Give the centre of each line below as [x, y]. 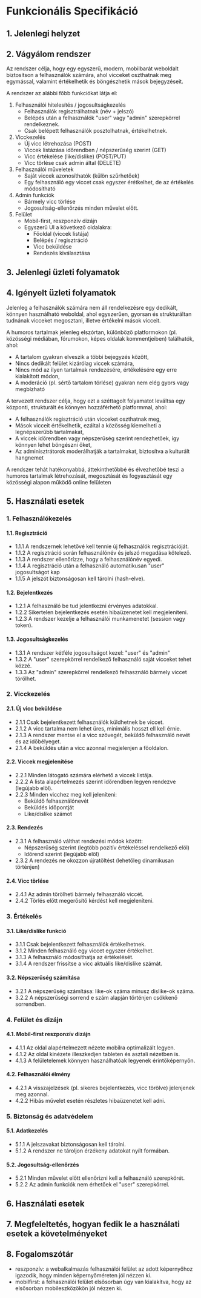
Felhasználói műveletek [44, 169]
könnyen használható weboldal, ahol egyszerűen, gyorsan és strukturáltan [99, 314]
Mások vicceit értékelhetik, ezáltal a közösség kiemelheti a [88, 425]
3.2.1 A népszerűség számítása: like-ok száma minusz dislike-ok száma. [105, 991]
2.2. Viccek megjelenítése [40, 761]
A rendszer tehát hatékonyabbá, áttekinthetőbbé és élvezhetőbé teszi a [95, 469]
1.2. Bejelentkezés [30, 592]
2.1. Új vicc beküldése [34, 709]
